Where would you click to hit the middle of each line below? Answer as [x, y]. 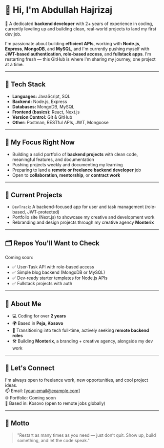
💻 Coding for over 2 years [39, 316]
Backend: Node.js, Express [40, 101]
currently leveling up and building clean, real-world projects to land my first [81, 28]
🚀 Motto [17, 423]
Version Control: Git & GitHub [42, 117]
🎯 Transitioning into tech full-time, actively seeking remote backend [81, 330]
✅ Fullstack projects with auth [42, 284]
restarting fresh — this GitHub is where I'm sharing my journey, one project [81, 59]
